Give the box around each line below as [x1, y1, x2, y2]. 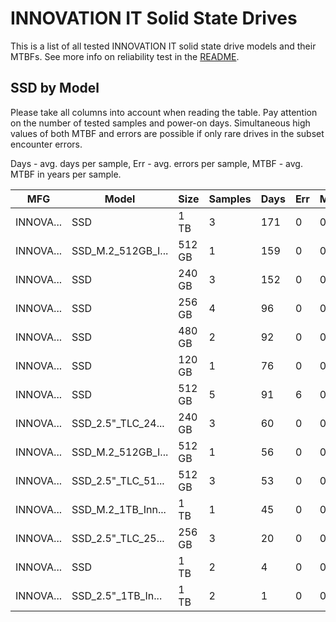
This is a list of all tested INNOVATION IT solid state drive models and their [10, 40, 317, 52]
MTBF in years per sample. [10, 168, 122, 180]
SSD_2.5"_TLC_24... [71, 416, 165, 430]
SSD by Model [10, 80, 100, 97]
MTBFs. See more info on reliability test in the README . [10, 50, 240, 62]
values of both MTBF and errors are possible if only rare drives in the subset [10, 127, 325, 139]
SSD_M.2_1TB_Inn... [71, 502, 167, 516]
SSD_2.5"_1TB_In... [71, 588, 163, 602]
